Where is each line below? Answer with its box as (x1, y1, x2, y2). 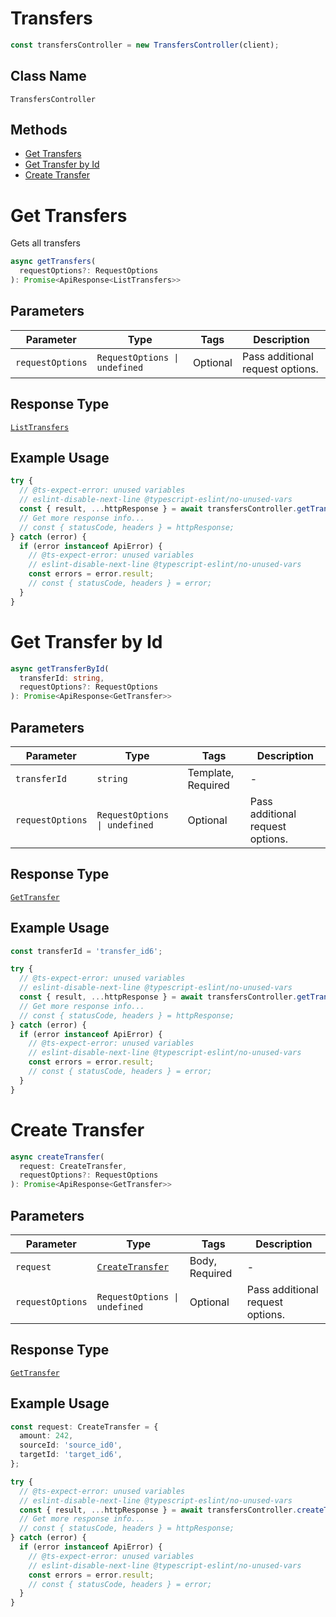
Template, (187, 765, 235, 779)
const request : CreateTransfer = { (10, 1422, 159, 1432)
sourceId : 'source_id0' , (19, 1440, 123, 1451)
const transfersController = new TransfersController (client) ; (10, 40, 280, 50)
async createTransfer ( (10, 1152, 105, 1162)
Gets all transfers (10, 237, 81, 249)
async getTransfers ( (10, 257, 97, 267)
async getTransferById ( (10, 663, 110, 674)
